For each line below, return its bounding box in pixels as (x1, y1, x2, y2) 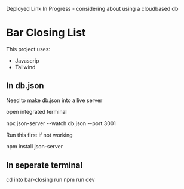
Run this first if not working (6, 131, 73, 138)
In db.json (6, 80, 44, 91)
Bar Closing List (6, 26, 86, 39)
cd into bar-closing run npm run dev (6, 176, 95, 183)
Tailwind (14, 63, 36, 70)
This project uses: (6, 45, 51, 52)
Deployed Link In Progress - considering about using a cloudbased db (6, 5, 179, 12)
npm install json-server (6, 142, 63, 150)
